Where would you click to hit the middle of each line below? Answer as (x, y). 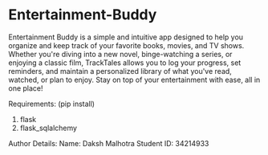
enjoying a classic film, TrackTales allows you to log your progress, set (125, 63)
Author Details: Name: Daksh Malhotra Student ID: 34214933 (109, 143)
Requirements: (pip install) (51, 104)
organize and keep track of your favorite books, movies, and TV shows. (126, 45)
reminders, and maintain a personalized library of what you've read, (120, 71)
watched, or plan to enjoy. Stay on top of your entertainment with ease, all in (134, 80)
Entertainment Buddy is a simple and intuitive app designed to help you (126, 37)
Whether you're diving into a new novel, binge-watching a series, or (120, 54)
